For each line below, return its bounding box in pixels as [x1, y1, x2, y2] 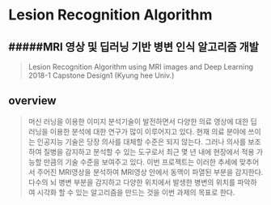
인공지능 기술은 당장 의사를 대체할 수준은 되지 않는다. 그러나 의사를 [36, 136, 247, 147]
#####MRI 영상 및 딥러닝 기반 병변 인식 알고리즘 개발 [8, 40, 259, 53]
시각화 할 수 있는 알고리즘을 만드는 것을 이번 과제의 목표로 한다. [36, 187, 235, 197]
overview [8, 94, 57, 108]
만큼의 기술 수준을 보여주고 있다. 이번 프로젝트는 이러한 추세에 [43, 156, 238, 167]
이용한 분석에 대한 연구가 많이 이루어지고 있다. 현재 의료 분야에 [49, 126, 247, 136]
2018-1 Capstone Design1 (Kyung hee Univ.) [28, 70, 175, 80]
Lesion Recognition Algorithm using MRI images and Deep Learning [28, 62, 253, 71]
